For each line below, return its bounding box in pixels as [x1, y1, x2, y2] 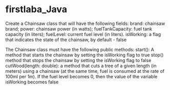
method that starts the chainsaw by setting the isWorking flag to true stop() [5, 52, 164, 58]
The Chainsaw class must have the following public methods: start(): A [5, 46, 155, 52]
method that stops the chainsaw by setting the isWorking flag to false [5, 57, 152, 63]
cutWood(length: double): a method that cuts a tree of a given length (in [5, 63, 157, 69]
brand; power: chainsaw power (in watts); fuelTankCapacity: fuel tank [5, 25, 153, 32]
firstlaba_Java [5, 4, 68, 15]
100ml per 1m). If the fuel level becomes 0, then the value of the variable [5, 73, 158, 79]
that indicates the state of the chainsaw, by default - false [5, 37, 127, 43]
